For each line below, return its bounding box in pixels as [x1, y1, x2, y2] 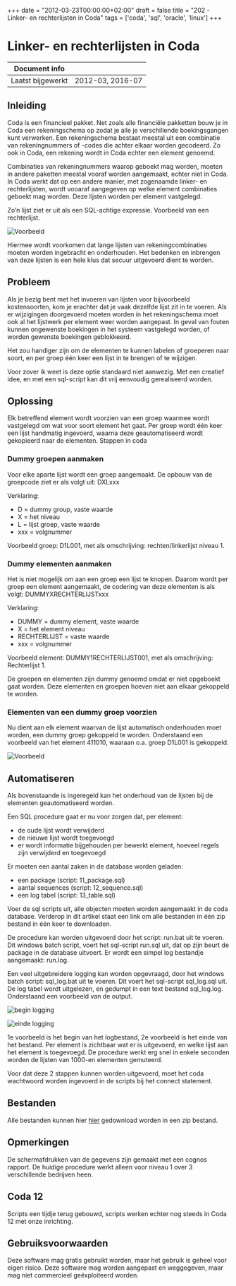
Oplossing [7, 395, 54, 407]
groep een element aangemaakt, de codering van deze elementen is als [7, 582, 216, 590]
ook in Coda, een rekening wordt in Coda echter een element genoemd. [7, 148, 216, 157]
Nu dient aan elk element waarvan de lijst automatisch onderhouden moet [7, 723, 222, 732]
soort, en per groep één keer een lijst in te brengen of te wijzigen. [7, 353, 197, 362]
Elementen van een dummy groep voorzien [7, 707, 157, 717]
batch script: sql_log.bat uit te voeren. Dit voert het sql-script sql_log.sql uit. [7, 977, 228, 986]
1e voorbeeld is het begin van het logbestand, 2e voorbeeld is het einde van [7, 1033, 228, 1042]
